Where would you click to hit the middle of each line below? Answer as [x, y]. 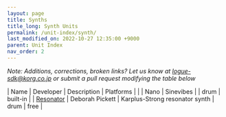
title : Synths [27, 20]
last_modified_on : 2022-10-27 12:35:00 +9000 [73, 39]
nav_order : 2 [26, 52]
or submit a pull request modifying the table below [124, 78]
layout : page [26, 13]
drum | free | [25, 106]
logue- [181, 71]
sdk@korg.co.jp [29, 78]
